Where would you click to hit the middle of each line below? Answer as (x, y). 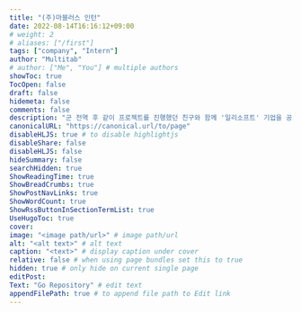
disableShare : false (48, 143)
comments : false (40, 110)
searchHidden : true (46, 168)
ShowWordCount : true (48, 202)
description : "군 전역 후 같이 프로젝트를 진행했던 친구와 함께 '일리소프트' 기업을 (146, 118)
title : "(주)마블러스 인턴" (55, 18)
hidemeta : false (40, 101)
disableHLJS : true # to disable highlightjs (94, 135)
